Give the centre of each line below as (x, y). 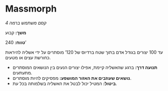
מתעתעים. (22, 73)
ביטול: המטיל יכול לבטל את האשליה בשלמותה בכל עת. (65, 83)
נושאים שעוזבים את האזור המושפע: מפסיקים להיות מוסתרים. (72, 78)
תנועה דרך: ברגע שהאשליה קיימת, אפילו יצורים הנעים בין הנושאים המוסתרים (85, 67)
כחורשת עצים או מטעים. (28, 57)
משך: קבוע (16, 32)
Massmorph (31, 9)
